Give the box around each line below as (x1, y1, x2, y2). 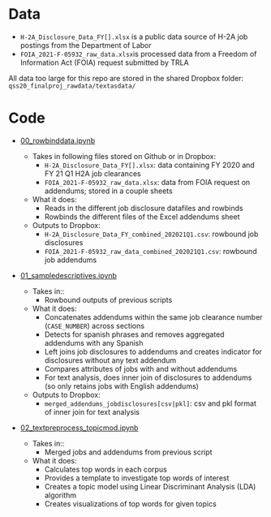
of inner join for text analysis (44, 407, 140, 416)
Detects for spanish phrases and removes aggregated (44, 330, 225, 339)
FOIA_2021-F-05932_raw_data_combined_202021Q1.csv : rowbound (44, 246, 257, 256)
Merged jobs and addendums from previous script (44, 447, 213, 457)
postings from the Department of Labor (19, 40, 152, 50)
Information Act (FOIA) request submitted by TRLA (19, 58, 189, 67)
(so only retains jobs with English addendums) (44, 381, 199, 390)
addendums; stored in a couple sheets (44, 186, 173, 196)
